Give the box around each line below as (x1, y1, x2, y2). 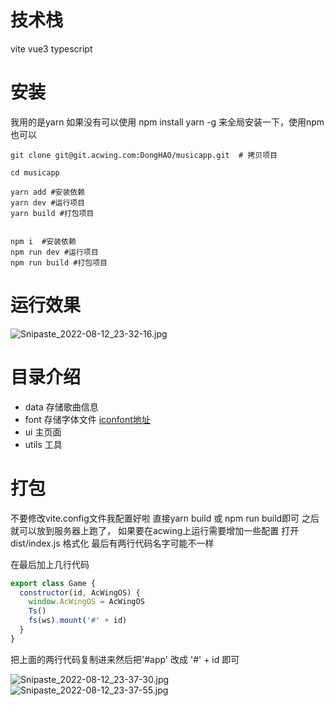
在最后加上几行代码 (10, 558, 90, 570)
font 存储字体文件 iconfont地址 (24, 413, 151, 425)
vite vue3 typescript (10, 42, 93, 55)
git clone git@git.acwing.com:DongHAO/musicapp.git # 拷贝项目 (10, 150, 278, 160)
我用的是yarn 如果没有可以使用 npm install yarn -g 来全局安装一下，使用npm (10, 116, 325, 128)
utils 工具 (24, 438, 63, 450)
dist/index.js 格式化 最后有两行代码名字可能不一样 (10, 537, 215, 549)
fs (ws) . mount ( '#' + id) (28, 616, 128, 626)
